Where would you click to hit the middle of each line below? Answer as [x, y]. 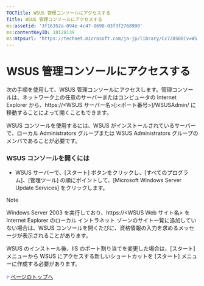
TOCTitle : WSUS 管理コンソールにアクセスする [58, 13]
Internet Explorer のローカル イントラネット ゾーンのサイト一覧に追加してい [101, 221]
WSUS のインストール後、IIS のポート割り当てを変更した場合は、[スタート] [101, 249]
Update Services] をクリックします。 [62, 188]
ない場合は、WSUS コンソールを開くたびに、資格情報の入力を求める [92, 228]
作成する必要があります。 [49, 264]
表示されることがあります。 [57, 236]
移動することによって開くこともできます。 [59, 112]
